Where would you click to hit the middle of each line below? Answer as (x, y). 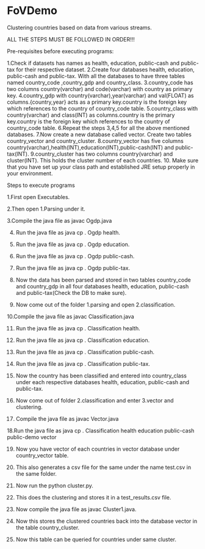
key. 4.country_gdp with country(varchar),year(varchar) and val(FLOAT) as (100, 95)
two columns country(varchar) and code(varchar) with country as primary (100, 89)
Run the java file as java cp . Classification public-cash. (85, 352)
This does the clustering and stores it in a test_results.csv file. (93, 497)
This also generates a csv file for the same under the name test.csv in (103, 467)
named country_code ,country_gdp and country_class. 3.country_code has (100, 82)
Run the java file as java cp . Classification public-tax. (83, 363)
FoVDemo (32, 11)
